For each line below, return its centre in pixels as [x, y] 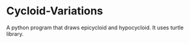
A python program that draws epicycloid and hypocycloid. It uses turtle [95, 27]
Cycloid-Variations [55, 11]
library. [15, 33]
